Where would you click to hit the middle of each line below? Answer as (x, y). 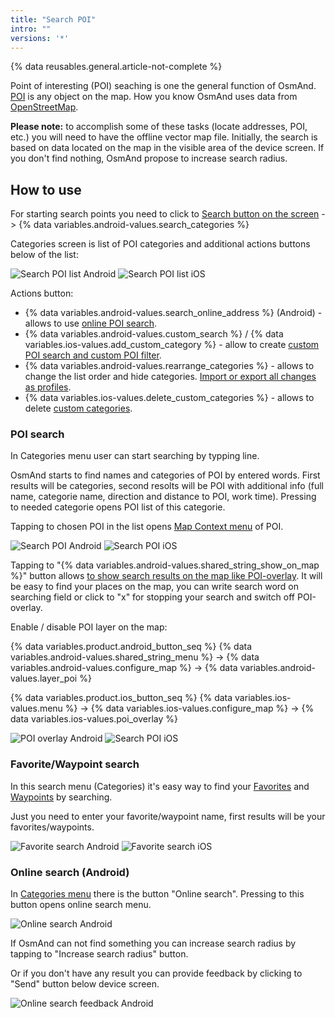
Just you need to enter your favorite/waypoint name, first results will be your (168, 816)
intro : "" (31, 29)
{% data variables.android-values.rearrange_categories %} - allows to (169, 366)
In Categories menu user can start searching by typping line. (135, 456)
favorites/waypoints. (52, 827)
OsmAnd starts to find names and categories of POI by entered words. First (165, 475)
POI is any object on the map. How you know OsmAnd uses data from (154, 97)
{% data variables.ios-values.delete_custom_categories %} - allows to (169, 398)
